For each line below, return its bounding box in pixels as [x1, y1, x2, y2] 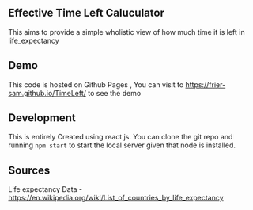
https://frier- [185, 79, 226, 90]
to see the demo [88, 88, 142, 97]
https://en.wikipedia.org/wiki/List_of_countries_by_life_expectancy [8, 193, 224, 203]
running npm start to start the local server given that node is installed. [8, 140, 236, 150]
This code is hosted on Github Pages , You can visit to [8, 79, 184, 90]
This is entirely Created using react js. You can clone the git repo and [8, 132, 233, 142]
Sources [8, 163, 51, 177]
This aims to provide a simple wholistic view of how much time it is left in [8, 27, 245, 36]
